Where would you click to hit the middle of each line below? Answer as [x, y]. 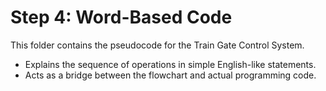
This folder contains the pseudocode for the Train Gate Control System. [157, 45]
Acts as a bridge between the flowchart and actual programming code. [170, 75]
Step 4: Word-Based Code [121, 17]
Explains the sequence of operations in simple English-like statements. [170, 64]
